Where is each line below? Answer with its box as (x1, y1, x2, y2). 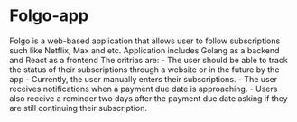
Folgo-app (9, 5, 88, 26)
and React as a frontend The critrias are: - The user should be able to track (9, 54, 289, 65)
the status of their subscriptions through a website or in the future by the (9, 64, 280, 75)
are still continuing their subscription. (9, 102, 147, 113)
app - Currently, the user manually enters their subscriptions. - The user (9, 73, 278, 84)
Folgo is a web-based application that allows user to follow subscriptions (9, 35, 281, 46)
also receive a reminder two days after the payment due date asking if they (9, 92, 288, 104)
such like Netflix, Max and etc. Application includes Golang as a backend (9, 44, 280, 55)
